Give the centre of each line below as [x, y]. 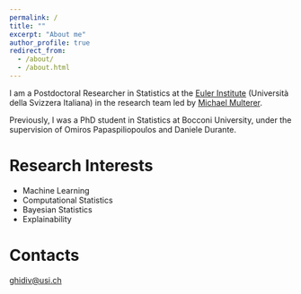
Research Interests [81, 166]
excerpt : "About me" [48, 34]
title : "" [28, 26]
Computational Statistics [68, 200]
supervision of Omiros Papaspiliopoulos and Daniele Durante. [123, 129]
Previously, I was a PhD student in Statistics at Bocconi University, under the [150, 120]
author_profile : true [50, 43]
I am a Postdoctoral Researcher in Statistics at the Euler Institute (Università [149, 93]
